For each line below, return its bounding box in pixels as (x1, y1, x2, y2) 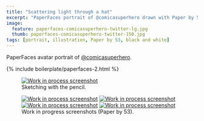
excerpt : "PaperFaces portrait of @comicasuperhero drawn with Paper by (6, 15, 194, 21)
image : (6, 20, 23, 26)
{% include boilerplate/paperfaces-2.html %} (6, 65, 120, 73)
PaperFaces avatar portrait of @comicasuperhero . (6, 54, 132, 60)
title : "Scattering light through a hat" (6, 8, 113, 15)
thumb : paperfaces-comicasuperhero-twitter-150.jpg (12, 31, 146, 38)
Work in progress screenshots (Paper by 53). (21, 108, 134, 115)
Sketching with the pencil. (21, 83, 86, 91)
